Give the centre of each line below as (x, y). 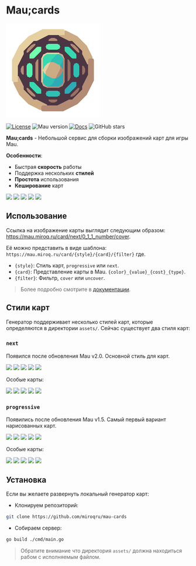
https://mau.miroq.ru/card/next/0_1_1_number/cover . (68, 236)
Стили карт (28, 308)
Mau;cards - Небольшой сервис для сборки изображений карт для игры (97, 138)
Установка (26, 479)
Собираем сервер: (38, 528)
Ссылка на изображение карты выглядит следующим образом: (86, 230)
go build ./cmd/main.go (35, 539)
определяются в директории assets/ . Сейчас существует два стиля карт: (98, 328)
